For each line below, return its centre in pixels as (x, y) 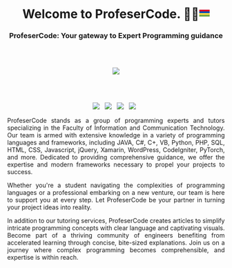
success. (20, 172)
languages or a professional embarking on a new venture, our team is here (116, 193)
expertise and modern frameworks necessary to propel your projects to (116, 164)
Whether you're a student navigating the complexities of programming (116, 185)
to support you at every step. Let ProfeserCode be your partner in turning (116, 200)
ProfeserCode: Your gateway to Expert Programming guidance (116, 36)
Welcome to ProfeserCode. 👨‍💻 (111, 14)
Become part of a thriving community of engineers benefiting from (116, 236)
